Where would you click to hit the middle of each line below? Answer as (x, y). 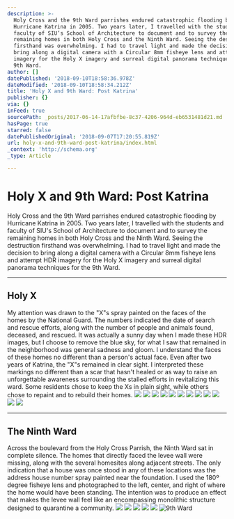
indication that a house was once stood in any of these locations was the (111, 470)
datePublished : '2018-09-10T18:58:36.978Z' (71, 78)
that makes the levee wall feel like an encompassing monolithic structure (111, 500)
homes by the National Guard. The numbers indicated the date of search (111, 320)
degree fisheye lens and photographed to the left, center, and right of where (116, 485)
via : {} (18, 104)
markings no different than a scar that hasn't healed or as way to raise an (112, 372)
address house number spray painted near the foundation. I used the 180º (113, 478)
